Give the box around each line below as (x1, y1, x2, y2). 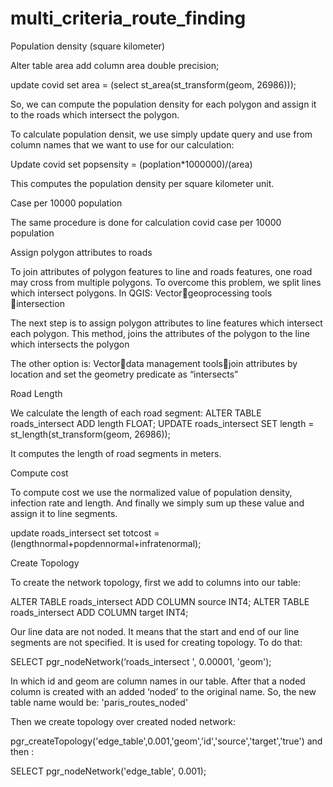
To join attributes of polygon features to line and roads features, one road (10, 265, 313, 277)
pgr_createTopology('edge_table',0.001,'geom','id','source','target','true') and (10, 735, 323, 747)
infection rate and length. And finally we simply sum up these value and (10, 497, 305, 509)
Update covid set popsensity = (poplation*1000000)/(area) (10, 158, 253, 170)
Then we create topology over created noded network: (10, 715, 237, 727)
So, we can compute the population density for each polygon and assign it (10, 98, 317, 110)
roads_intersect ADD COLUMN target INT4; (10, 606, 189, 618)
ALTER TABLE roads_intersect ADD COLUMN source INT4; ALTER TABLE (10, 595, 310, 607)
